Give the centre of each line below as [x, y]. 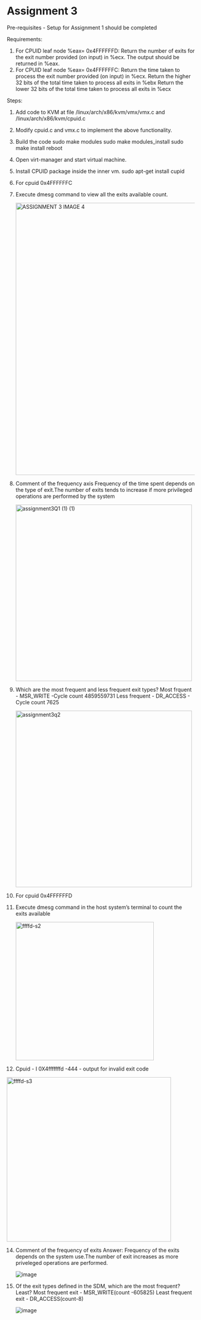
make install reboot [39, 148]
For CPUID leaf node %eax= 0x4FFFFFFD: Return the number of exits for [105, 51]
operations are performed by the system [65, 496]
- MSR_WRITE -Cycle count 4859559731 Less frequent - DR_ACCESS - [103, 696]
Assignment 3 [42, 11]
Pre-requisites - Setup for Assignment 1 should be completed [82, 28]
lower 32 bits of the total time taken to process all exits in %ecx [93, 89]
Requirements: [24, 39]
